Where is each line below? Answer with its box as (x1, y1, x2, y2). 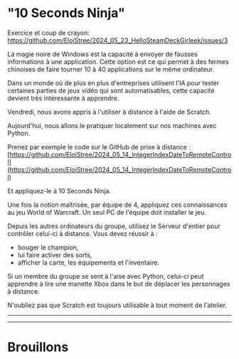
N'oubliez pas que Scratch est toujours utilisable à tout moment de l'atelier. (7, 301, 228, 309)
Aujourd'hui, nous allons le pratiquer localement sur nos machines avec (7, 121, 217, 129)
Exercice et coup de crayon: (7, 28, 90, 37)
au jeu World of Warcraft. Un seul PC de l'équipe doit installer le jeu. (7, 208, 206, 216)
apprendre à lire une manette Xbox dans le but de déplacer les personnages (7, 279, 230, 288)
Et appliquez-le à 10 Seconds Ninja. (7, 186, 112, 195)
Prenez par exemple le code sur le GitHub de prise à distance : (7, 142, 191, 151)
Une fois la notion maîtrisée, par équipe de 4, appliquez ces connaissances (7, 200, 228, 209)
